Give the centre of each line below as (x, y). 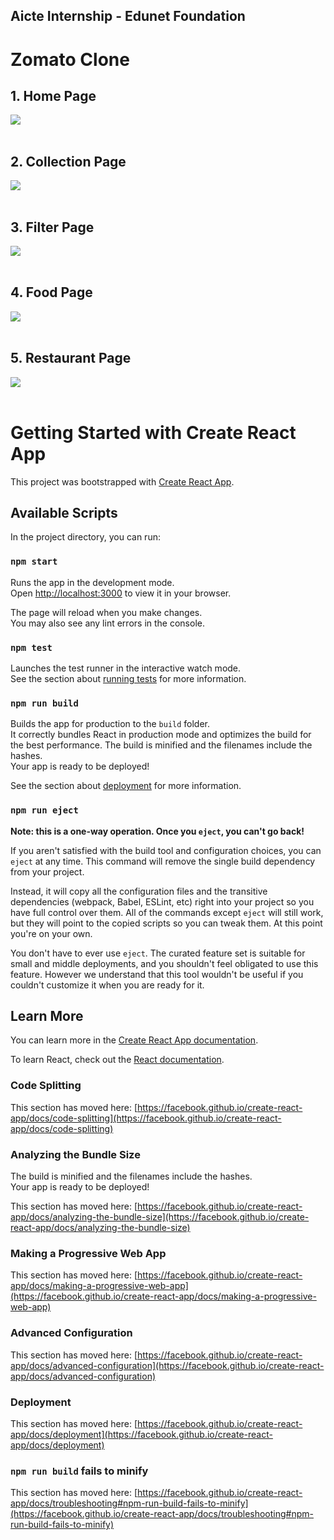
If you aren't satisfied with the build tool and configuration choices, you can (166, 850)
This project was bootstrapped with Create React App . (122, 481)
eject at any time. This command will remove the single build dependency (163, 861)
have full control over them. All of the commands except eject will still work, (167, 912)
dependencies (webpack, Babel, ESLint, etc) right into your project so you (162, 901)
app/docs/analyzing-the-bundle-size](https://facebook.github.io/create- (160, 1216)
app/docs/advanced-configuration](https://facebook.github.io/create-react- (167, 1365)
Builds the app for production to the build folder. (110, 724)
